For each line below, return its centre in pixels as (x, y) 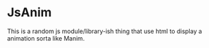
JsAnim (29, 13)
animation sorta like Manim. (46, 38)
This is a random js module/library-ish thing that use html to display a (104, 31)
